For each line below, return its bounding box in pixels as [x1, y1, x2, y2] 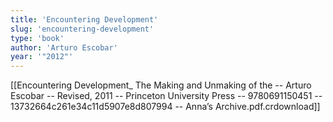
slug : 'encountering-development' [10, 24, 155, 34]
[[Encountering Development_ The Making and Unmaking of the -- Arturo [10, 79, 312, 91]
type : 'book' [10, 33, 65, 43]
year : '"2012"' [10, 52, 74, 62]
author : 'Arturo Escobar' [10, 42, 118, 53]
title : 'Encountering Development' [10, 14, 159, 25]
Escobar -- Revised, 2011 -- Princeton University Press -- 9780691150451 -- [10, 90, 323, 102]
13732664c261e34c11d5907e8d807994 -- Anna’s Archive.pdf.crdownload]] [10, 101, 321, 113]
